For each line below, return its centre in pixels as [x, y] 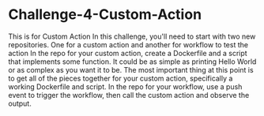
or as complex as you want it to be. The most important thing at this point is [131, 69]
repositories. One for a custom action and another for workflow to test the [128, 44]
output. [20, 103]
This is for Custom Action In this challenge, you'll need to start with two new [132, 36]
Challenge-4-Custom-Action [105, 15]
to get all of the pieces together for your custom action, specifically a [121, 78]
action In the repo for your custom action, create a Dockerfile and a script [128, 53]
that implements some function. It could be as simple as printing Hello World [132, 62]
